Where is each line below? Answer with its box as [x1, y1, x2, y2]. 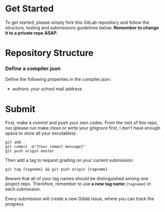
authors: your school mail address [12, 86, 82, 92]
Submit [5, 103, 36, 115]
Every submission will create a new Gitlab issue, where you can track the [5, 196, 155, 202]
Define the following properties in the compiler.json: [5, 76, 111, 82]
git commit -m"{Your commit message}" [5, 144, 85, 149]
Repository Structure [5, 48, 94, 59]
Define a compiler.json [5, 65, 61, 72]
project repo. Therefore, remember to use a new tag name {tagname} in [5, 181, 151, 187]
